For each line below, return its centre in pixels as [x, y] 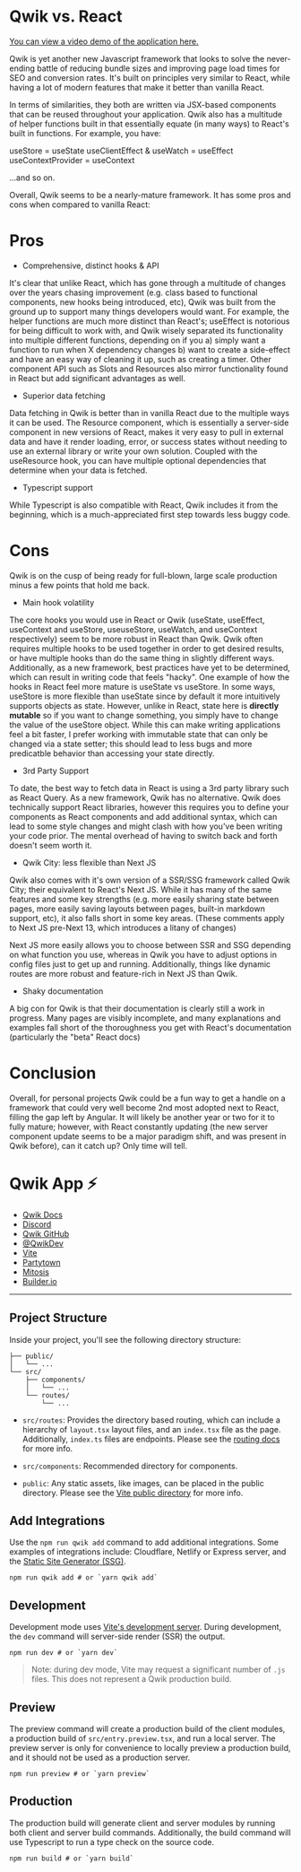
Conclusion [53, 1073]
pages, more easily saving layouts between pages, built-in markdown [138, 909]
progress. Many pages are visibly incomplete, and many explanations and [145, 1018]
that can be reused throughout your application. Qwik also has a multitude [146, 114]
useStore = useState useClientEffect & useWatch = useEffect [121, 151]
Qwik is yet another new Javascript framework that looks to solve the [137, 58]
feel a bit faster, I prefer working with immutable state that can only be [139, 734]
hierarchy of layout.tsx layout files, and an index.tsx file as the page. [151, 1429]
